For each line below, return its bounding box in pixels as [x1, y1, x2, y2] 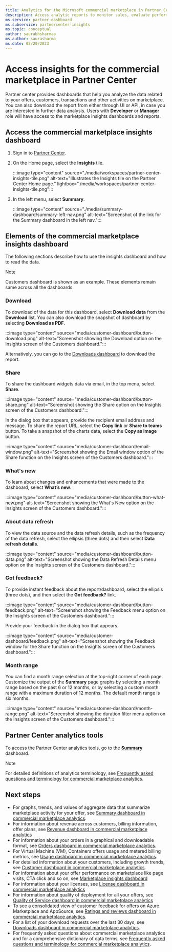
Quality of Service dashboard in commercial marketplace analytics [12, 897, 154, 903]
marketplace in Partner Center [5, 74, 137, 85]
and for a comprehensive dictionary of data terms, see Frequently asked [12, 935, 165, 942]
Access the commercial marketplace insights [5, 128, 153, 137]
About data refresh [5, 518, 54, 525]
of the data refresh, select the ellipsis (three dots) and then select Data [5, 535, 155, 541]
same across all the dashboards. [5, 284, 74, 291]
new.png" [5, 500, 26, 506]
